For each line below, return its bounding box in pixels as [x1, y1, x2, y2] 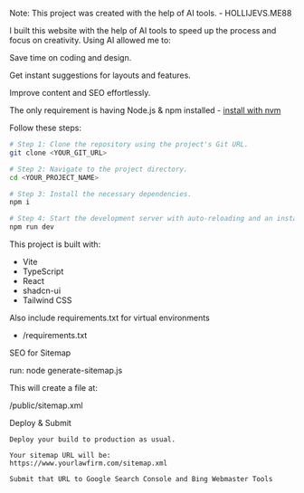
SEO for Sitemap [9, 347, 71, 358]
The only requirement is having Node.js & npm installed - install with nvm [9, 105, 281, 116]
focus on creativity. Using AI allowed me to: [9, 35, 172, 45]
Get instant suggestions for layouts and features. [9, 70, 192, 81]
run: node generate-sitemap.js [9, 365, 123, 375]
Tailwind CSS [22, 295, 72, 306]
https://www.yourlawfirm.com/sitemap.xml [9, 459, 168, 468]
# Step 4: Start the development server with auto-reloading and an [9, 214, 273, 223]
